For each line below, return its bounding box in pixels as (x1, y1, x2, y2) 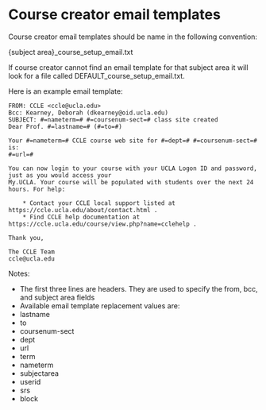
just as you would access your (8, 171, 112, 180)
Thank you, (8, 234, 44, 242)
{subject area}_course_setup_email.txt (8, 47, 133, 56)
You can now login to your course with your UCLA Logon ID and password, (8, 164, 258, 172)
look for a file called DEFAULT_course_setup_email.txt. (8, 71, 185, 80)
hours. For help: (8, 185, 66, 193)
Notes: (8, 269, 30, 278)
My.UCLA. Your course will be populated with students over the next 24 (8, 178, 254, 186)
